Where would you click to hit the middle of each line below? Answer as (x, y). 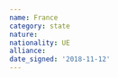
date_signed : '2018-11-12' (60, 59)
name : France (34, 17)
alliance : (28, 51)
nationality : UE (40, 43)
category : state (40, 26)
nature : (24, 34)
